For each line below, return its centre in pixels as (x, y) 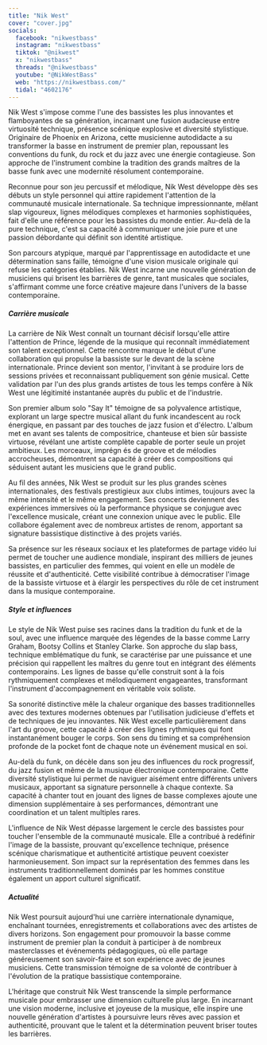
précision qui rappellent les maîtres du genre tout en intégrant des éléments (132, 663)
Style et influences (40, 609)
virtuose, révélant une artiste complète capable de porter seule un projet (127, 442)
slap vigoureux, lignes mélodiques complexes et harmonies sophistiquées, (130, 213)
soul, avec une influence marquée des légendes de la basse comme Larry (129, 638)
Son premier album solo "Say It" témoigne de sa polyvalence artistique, (125, 408)
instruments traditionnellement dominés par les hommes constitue (116, 870)
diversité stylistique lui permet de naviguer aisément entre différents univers (133, 779)
